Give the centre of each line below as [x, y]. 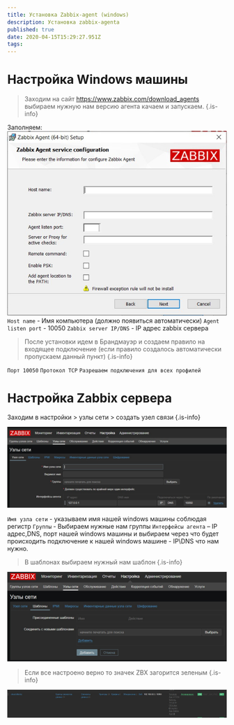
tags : [15, 44]
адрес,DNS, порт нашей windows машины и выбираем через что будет [113, 534]
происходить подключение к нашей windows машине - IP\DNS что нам [113, 541]
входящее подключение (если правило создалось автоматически [123, 349]
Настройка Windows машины [97, 80]
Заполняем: [25, 127]
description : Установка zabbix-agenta [63, 22]
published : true [31, 29]
